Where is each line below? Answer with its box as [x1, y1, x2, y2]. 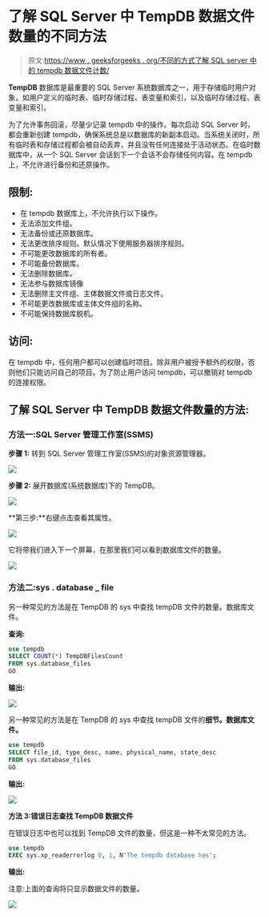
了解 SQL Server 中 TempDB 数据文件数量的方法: [8, 403, 250, 416]
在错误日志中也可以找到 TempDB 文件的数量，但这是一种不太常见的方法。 [8, 828, 251, 838]
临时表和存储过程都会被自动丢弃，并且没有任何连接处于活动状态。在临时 [14, 140, 254, 149]
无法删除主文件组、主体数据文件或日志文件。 [19, 288, 168, 298]
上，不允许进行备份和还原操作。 [8, 160, 114, 169]
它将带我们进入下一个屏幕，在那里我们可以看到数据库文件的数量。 [8, 545, 226, 554]
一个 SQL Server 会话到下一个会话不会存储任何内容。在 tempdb [42, 149, 253, 159]
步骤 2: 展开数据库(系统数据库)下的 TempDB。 [8, 481, 160, 490]
